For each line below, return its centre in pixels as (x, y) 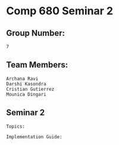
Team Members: (37, 65)
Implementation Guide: (34, 137)
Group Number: (36, 33)
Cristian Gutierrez (30, 89)
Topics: (16, 127)
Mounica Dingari (26, 94)
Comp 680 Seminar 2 (60, 11)
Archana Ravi (22, 79)
